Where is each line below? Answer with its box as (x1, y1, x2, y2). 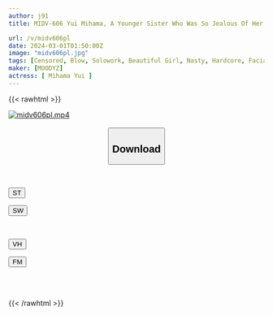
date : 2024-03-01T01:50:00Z (8, 41, 104, 50)
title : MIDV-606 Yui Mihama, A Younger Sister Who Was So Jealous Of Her (8, 19, 264, 28)
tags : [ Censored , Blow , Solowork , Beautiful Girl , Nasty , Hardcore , (8, 57, 245, 65)
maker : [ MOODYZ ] (8, 64, 63, 73)
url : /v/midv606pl (8, 34, 71, 42)
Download (112, 143, 161, 155)
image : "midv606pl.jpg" (8, 50, 89, 58)
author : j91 (8, 11, 49, 20)
